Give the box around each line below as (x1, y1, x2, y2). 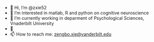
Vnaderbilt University (10, 20, 54, 26)
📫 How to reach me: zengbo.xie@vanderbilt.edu (10, 31, 112, 37)
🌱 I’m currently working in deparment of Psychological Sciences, (10, 15, 144, 21)
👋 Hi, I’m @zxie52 (10, 5, 47, 10)
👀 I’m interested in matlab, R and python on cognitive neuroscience (10, 10, 149, 16)
